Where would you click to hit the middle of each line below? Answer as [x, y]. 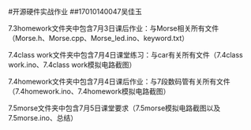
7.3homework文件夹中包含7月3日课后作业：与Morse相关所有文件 [114, 28]
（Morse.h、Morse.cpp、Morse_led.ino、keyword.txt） [99, 38]
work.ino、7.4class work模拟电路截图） [72, 65]
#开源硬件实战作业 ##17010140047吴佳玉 [75, 11]
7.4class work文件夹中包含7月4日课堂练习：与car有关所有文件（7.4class [126, 55]
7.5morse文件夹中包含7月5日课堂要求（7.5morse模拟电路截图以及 [114, 108]
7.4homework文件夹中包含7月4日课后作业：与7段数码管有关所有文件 [119, 82]
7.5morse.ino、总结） [43, 118]
